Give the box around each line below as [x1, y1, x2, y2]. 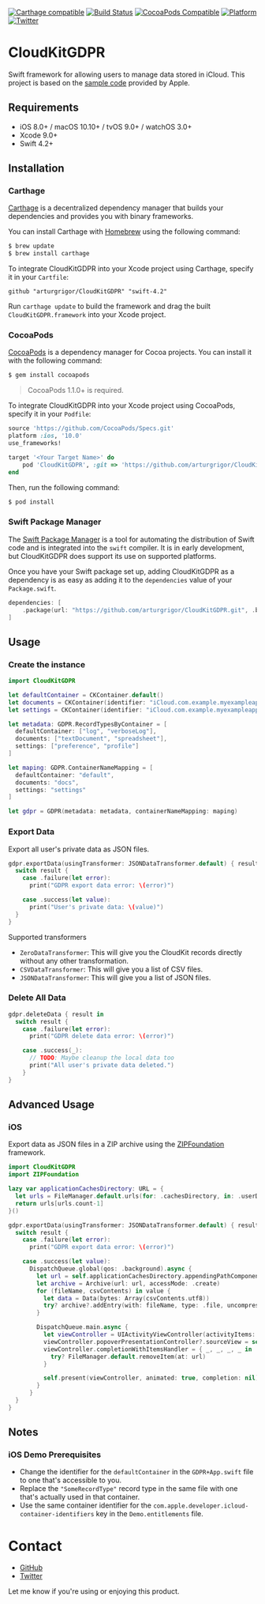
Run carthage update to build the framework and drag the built [8, 301, 211, 311]
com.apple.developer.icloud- [153, 1502, 249, 1510]
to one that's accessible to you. [19, 1475, 122, 1485]
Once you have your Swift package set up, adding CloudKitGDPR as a [8, 566, 235, 576]
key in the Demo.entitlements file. [95, 1509, 203, 1519]
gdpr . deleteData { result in [8, 1010, 104, 1018]
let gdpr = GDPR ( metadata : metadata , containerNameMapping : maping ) [8, 807, 238, 816]
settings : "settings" [15, 786, 87, 794]
